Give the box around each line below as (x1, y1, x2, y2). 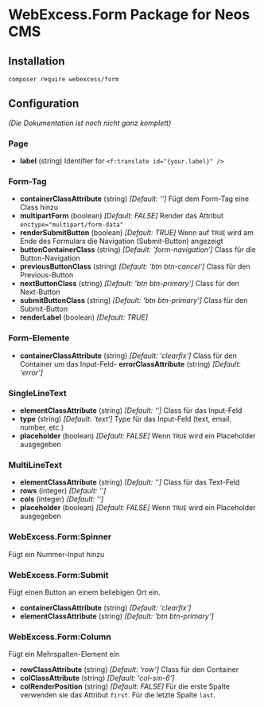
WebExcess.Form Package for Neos (8, 6, 250, 24)
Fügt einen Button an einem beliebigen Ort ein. (8, 587, 161, 597)
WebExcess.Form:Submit (8, 569, 109, 580)
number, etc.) (19, 422, 64, 432)
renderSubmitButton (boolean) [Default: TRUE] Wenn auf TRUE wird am (19, 228, 254, 238)
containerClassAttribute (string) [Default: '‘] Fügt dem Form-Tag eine (19, 194, 249, 204)
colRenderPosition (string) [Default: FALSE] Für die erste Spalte (19, 681, 231, 691)
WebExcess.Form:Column (8, 631, 111, 642)
